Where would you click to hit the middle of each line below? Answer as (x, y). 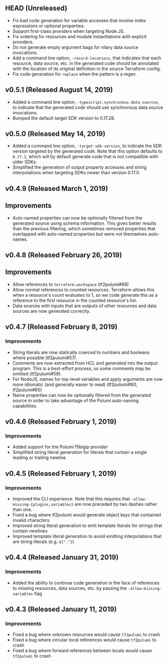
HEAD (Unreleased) (36, 8)
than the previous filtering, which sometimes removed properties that (84, 228)
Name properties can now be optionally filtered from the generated (82, 395)
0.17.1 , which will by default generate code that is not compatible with (85, 157)
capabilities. (25, 406)
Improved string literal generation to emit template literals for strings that (87, 525)
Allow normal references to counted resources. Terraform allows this (83, 290)
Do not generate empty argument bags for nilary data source (75, 47)
